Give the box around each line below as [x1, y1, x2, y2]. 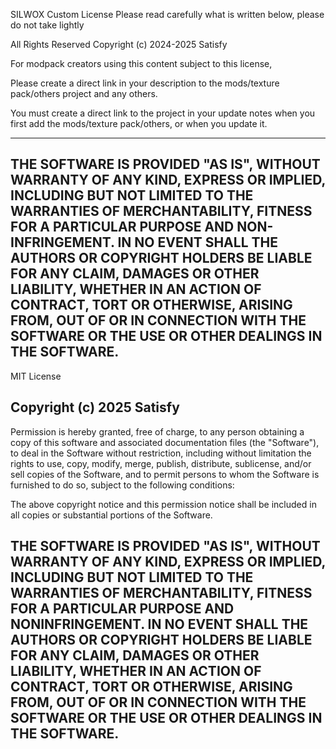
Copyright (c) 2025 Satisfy [10, 399, 180, 416]
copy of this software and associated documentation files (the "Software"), [10, 436, 320, 448]
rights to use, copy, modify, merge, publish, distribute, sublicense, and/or [10, 457, 312, 469]
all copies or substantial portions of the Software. [10, 509, 213, 521]
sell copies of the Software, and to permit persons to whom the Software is [10, 468, 320, 480]
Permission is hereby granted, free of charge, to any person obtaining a [10, 425, 305, 438]
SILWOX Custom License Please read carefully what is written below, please [10, 9, 325, 20]
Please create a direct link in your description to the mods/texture [10, 77, 280, 89]
